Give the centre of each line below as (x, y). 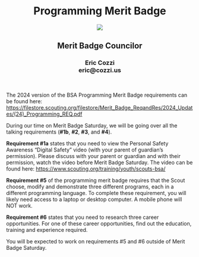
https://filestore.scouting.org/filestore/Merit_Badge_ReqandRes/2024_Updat (99, 107)
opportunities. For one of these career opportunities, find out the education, (99, 223)
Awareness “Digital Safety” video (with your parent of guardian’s (85, 150)
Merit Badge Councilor (100, 46)
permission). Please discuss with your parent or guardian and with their (94, 156)
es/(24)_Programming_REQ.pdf (44, 114)
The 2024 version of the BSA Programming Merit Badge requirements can (97, 95)
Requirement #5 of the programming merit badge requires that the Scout (96, 180)
